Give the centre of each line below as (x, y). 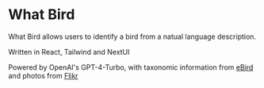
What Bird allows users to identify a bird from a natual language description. (132, 36)
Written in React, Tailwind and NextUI (69, 52)
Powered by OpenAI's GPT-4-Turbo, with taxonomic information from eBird (131, 67)
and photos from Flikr (43, 75)
